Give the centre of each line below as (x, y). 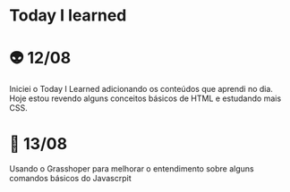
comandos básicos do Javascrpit (70, 179)
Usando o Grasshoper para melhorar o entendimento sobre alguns (132, 169)
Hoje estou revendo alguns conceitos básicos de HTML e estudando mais (145, 98)
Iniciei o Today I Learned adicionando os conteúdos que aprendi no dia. (141, 89)
